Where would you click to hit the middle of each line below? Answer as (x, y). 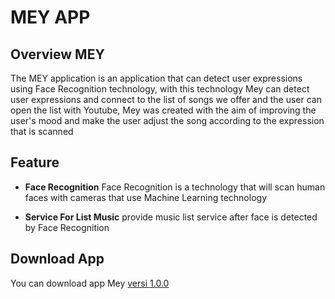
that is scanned (42, 131)
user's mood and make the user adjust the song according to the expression (167, 120)
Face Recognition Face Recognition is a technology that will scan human (175, 187)
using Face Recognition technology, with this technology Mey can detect (160, 89)
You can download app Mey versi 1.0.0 (90, 283)
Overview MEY (57, 54)
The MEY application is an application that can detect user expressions (156, 78)
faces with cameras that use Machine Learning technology (145, 197)
